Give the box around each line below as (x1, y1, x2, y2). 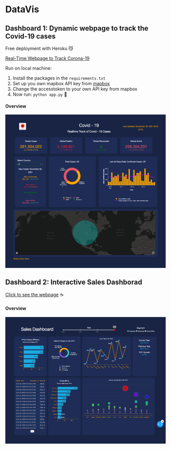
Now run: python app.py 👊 (12, 91, 67, 97)
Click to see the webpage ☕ (5, 292, 64, 298)
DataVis (5, 4, 39, 15)
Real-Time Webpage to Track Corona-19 (5, 55, 90, 61)
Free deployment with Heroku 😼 (5, 45, 74, 52)
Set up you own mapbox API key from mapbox (12, 81, 110, 86)
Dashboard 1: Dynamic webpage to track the (5, 24, 149, 33)
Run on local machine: (5, 65, 52, 71)
